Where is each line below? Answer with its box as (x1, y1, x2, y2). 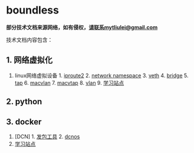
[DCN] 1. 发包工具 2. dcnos (14, 133, 80, 140)
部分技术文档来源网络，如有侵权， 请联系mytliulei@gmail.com (6, 24, 158, 31)
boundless (6, 4, 59, 17)
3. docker (6, 117, 42, 127)
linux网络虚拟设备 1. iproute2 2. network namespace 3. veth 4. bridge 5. (14, 72, 189, 79)
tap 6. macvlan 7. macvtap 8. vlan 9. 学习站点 (14, 79, 124, 86)
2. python (6, 97, 42, 107)
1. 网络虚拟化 (6, 55, 53, 65)
